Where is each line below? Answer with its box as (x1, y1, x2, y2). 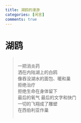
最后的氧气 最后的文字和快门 (17, 94, 76, 101)
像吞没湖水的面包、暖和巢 (17, 76, 71, 82)
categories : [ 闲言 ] (5, 12, 45, 17)
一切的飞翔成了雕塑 (17, 101, 58, 107)
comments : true (5, 17, 37, 22)
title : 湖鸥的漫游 (5, 7, 40, 13)
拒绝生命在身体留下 (17, 88, 58, 94)
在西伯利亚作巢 (17, 107, 49, 113)
